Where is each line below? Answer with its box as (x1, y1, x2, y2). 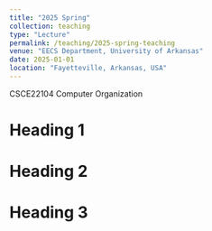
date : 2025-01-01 (9, 55, 75, 64)
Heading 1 (9, 120, 86, 141)
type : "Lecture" (9, 30, 70, 39)
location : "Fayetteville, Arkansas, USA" (9, 64, 168, 73)
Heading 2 (9, 162, 88, 181)
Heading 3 (9, 202, 88, 223)
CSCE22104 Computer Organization (9, 88, 143, 99)
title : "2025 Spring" (9, 13, 91, 23)
